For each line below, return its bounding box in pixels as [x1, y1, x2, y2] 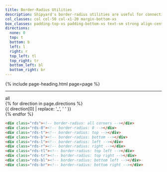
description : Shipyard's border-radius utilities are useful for [5, 12, 143, 17]
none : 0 [9, 30, 26, 35]
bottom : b [9, 40, 30, 45]
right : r [9, 49, 28, 54]
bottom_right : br [9, 68, 46, 73]
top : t [9, 35, 23, 40]
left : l [9, 44, 26, 49]
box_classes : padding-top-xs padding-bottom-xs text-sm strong [5, 21, 139, 26]
